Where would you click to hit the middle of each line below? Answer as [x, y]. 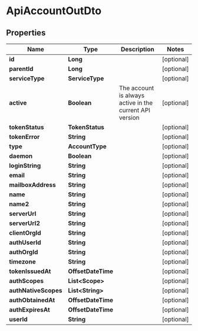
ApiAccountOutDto [54, 11]
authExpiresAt [29, 310]
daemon [21, 156]
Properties [26, 33]
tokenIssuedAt [30, 271]
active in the [136, 103]
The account [136, 88]
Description [137, 49]
